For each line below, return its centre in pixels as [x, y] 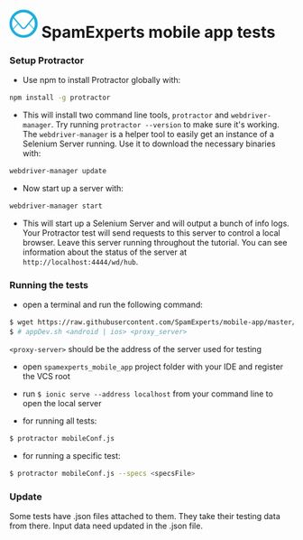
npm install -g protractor [60, 98]
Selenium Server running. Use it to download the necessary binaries [149, 144]
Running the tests [49, 285]
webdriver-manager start [56, 206]
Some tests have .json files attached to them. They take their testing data [145, 517]
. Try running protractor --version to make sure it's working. [165, 125]
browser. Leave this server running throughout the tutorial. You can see [155, 243]
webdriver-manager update [58, 172]
